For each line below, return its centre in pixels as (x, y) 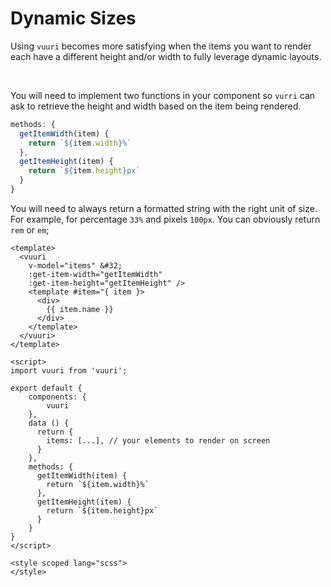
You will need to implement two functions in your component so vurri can (163, 95)
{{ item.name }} (80, 309)
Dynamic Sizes (73, 18)
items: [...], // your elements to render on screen (158, 440)
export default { (46, 388)
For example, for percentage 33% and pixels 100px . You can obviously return (165, 219)
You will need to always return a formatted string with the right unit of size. (164, 208)
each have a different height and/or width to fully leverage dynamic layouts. (166, 56)
